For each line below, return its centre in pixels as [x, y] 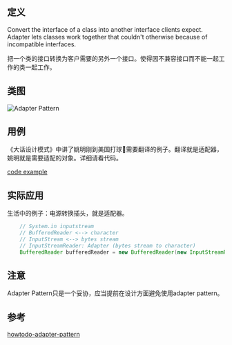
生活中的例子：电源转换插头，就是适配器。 [68, 214]
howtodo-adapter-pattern [44, 335]
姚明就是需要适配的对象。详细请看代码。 [65, 158]
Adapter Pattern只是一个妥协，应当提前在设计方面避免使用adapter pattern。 [115, 293]
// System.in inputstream [57, 227]
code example [27, 172]
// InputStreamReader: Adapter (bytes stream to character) [108, 245]
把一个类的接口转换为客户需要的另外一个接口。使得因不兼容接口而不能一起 [113, 58]
